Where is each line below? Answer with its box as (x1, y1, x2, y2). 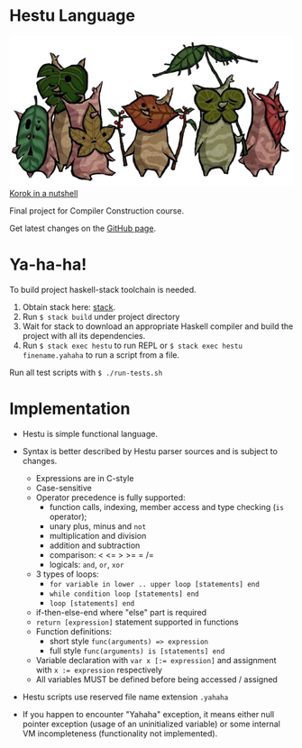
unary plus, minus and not (49, 520, 147, 532)
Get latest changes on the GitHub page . (9, 223, 156, 233)
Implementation (9, 398, 131, 419)
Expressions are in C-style (35, 472, 134, 483)
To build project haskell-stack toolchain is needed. (9, 284, 197, 295)
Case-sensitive (35, 482, 93, 493)
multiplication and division (49, 530, 147, 541)
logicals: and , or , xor (49, 559, 124, 570)
